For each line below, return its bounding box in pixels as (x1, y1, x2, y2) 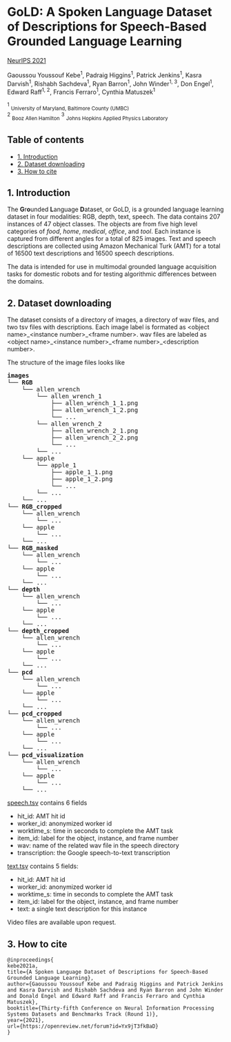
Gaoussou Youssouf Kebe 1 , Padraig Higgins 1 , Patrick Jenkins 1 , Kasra (7, 70, 202, 79)
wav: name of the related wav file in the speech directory (17, 841, 179, 849)
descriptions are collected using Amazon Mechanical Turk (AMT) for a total (7, 242, 221, 250)
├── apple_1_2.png (50, 475, 113, 483)
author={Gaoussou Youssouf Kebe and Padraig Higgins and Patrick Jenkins (7, 981, 224, 987)
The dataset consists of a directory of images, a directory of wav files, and (7, 315, 219, 324)
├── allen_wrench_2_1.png (50, 427, 139, 435)
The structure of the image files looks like (7, 358, 125, 366)
